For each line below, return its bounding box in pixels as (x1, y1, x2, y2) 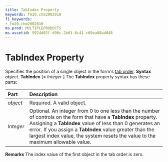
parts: (5, 79, 17, 85)
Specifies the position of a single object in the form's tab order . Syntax (5, 68, 151, 74)
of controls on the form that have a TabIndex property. (29, 113, 157, 120)
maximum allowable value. (29, 138, 91, 145)
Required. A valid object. (29, 99, 86, 106)
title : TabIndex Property (5, 7, 59, 12)
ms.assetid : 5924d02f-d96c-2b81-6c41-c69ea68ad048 (5, 30, 113, 35)
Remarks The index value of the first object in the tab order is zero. (5, 151, 144, 157)
